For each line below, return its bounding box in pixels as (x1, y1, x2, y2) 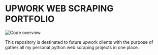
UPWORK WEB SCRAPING (5, 3, 114, 14)
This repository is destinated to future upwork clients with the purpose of (5, 39, 154, 45)
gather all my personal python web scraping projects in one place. (5, 44, 139, 50)
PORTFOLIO (5, 13, 55, 25)
